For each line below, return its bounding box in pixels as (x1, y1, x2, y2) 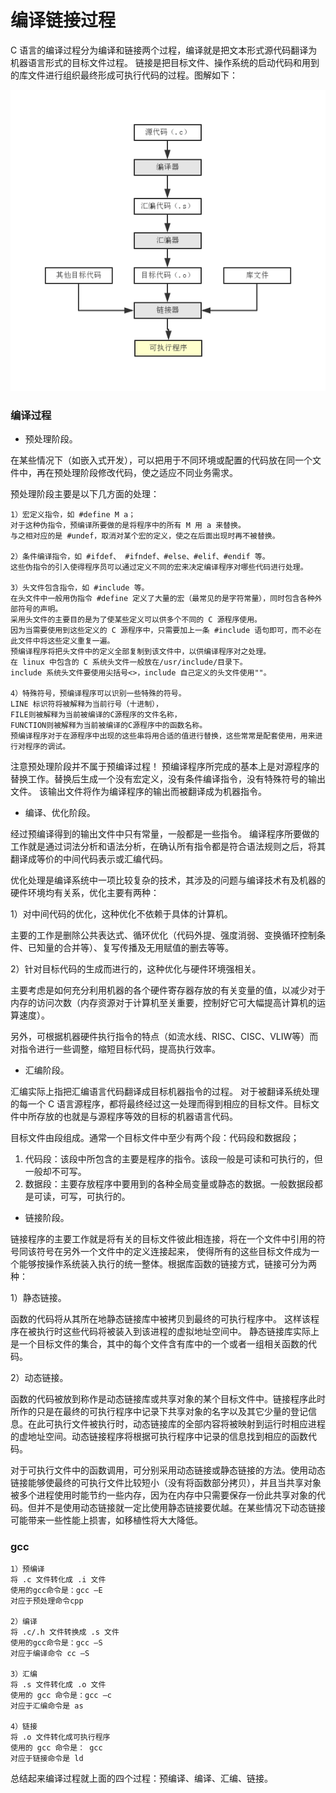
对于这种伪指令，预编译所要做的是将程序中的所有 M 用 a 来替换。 (10, 520, 246, 530)
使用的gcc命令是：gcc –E (10, 1586, 103, 1596)
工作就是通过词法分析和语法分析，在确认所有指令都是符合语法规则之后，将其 (10, 840, 326, 852)
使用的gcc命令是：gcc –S (10, 1638, 103, 1648)
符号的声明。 (17, 604, 63, 614)
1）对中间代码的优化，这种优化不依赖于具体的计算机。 (10, 907, 233, 920)
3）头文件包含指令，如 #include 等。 (10, 582, 150, 593)
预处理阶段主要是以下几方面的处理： (10, 487, 160, 500)
